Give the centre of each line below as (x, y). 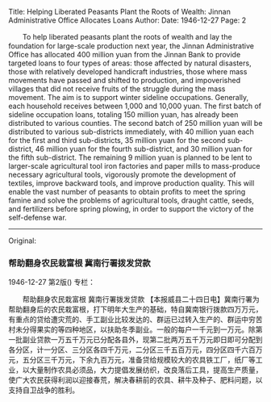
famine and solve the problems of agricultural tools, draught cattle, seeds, (131, 200)
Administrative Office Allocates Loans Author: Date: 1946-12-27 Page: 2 (127, 20)
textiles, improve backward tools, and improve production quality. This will (131, 183)
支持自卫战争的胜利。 (44, 390)
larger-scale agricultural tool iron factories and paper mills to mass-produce (134, 166)
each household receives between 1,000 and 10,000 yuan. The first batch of (135, 106)
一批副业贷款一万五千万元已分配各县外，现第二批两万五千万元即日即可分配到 (135, 340)
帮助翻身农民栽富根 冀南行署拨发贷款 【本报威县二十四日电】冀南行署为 (141, 299)
